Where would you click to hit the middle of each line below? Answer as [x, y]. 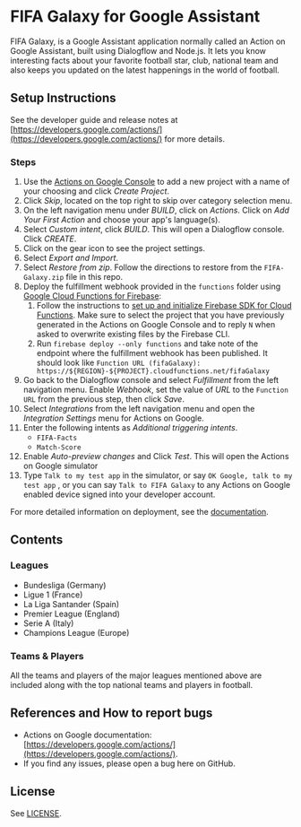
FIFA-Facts [57, 438]
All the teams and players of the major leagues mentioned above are [136, 675]
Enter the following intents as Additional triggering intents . [130, 428]
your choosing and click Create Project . [96, 191]
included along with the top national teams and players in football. [132, 685]
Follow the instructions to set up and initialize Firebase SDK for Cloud [164, 306]
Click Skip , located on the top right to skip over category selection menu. [158, 201]
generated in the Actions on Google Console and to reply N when [156, 325]
